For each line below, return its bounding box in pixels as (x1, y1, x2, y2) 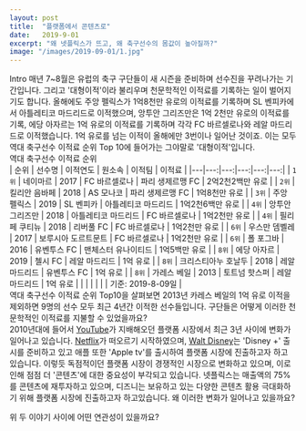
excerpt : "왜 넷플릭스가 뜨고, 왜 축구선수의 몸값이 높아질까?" (9, 38, 219, 48)
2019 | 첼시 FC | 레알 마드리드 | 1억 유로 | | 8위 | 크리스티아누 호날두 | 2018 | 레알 (9, 256, 296, 267)
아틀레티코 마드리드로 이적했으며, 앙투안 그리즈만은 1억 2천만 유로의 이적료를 (18, 108, 290, 118)
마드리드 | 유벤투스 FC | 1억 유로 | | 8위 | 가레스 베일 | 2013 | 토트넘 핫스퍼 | (9, 267, 275, 278)
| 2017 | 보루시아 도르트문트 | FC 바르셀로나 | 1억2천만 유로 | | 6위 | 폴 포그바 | (9, 233, 285, 244)
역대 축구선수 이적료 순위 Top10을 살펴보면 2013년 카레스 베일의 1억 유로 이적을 (9, 290, 291, 301)
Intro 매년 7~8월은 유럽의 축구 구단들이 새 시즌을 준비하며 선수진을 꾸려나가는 (9, 74, 284, 85)
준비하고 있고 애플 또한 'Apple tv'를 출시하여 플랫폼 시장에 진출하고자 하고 (25, 347, 289, 358)
